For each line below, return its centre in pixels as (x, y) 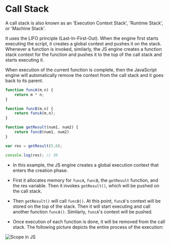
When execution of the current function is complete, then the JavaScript (81, 70)
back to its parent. (24, 80)
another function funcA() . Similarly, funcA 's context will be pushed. (82, 211)
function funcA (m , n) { (29, 90)
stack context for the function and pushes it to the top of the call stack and (83, 55)
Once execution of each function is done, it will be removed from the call (89, 222)
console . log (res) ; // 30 (32, 155)
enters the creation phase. (40, 170)
